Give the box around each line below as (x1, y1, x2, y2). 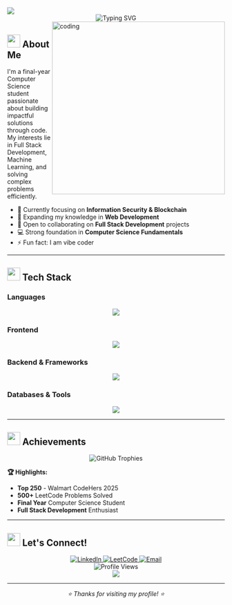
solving (7, 170, 28, 178)
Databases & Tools (7, 390, 71, 400)
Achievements (21, 436, 86, 448)
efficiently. (7, 192, 37, 200)
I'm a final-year (7, 68, 50, 75)
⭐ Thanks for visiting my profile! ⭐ (67, 590, 165, 598)
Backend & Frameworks (7, 357, 88, 367)
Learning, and (7, 163, 47, 171)
